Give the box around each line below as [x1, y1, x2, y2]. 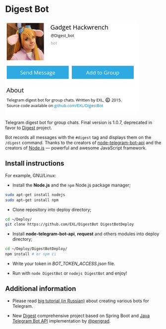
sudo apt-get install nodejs [5, 192, 65, 197]
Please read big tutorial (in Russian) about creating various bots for [12, 298, 150, 304]
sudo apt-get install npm [5, 197, 58, 202]
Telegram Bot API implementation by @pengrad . [12, 318, 111, 324]
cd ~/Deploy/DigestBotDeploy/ [5, 247, 68, 252]
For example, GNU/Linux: [5, 172, 56, 178]
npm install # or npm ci [5, 252, 56, 257]
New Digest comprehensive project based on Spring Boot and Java [12, 313, 150, 319]
